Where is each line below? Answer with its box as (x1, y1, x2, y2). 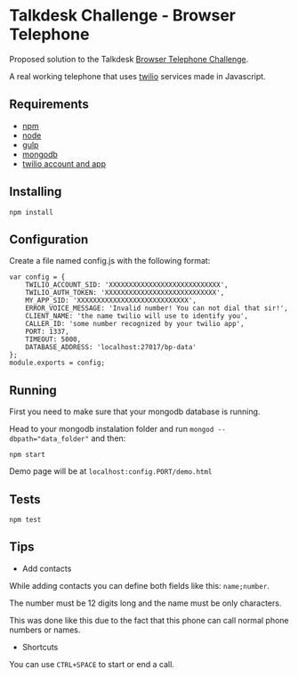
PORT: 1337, (25, 327, 69, 337)
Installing (9, 184, 62, 200)
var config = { (9, 273, 66, 281)
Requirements (9, 97, 89, 112)
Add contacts (21, 563, 72, 574)
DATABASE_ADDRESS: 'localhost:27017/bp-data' (25, 343, 197, 352)
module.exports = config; (9, 358, 105, 368)
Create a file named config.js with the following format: (9, 256, 211, 266)
